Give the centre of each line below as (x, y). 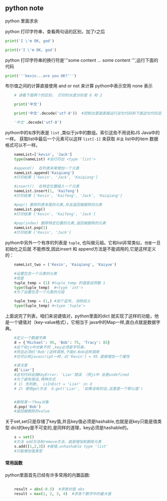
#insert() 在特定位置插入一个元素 (47, 187)
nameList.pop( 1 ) (31, 228)
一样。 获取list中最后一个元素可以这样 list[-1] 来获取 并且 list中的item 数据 (82, 139)
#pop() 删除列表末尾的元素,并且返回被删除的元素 (58, 205)
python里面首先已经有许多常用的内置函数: (48, 475)
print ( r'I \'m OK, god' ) (31, 50)
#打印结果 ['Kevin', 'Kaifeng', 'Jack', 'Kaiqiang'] (68, 196)
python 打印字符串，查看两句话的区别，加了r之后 (55, 31)
